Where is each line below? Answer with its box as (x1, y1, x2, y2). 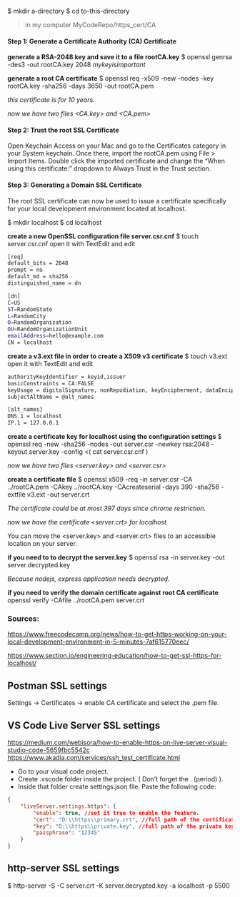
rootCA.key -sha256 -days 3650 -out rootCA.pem (7, 82, 154, 91)
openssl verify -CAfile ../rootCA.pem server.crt (7, 596, 145, 604)
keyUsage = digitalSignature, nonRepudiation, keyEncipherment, (7, 386, 203, 394)
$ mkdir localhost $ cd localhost (7, 218, 102, 226)
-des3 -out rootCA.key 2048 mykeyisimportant (7, 61, 146, 69)
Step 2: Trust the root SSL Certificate (7, 126, 119, 134)
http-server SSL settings (7, 862, 120, 874)
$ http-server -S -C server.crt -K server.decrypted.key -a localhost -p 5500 (7, 881, 230, 890)
